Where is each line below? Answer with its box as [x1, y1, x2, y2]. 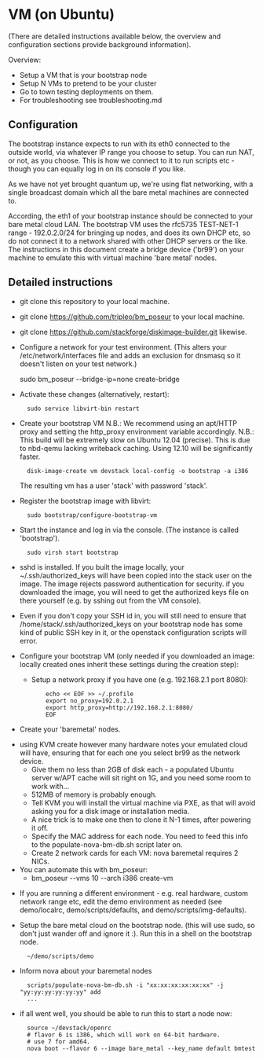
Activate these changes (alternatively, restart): [19, 389, 170, 398]
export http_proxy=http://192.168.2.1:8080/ [46, 703, 194, 712]
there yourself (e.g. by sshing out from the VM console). [19, 596, 202, 605]
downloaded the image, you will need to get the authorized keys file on [19, 587, 249, 596]
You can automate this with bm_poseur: [19, 864, 148, 874]
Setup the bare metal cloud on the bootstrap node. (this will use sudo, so [19, 920, 255, 930]
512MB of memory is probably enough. [31, 790, 157, 799]
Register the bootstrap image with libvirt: [19, 496, 152, 505]
